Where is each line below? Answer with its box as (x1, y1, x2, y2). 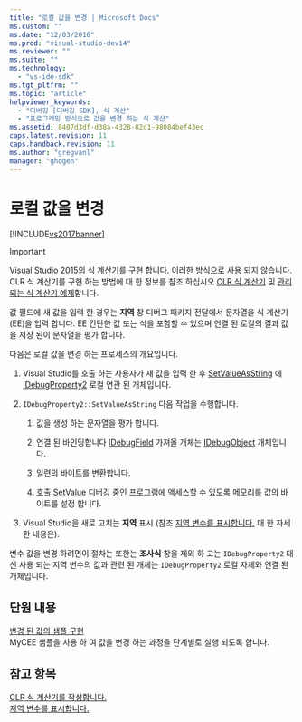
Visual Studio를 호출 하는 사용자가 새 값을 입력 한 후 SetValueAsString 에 (22, 368, 283, 379)
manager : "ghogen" (9, 156, 79, 166)
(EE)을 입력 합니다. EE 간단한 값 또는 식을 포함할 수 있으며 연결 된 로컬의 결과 (9, 318, 279, 329)
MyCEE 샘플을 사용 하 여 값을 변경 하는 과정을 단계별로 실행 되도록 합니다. (9, 637, 269, 648)
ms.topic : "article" (9, 89, 88, 98)
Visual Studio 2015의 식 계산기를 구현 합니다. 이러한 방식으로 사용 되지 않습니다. (9, 265, 292, 276)
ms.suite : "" (9, 55, 59, 64)
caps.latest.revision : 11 (9, 131, 107, 140)
